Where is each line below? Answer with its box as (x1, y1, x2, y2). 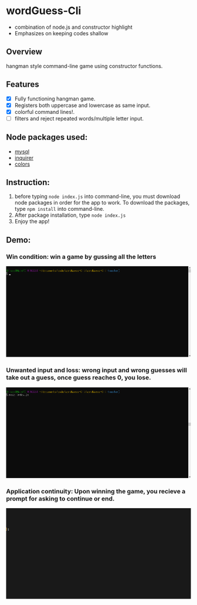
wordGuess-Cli (6, 4, 81, 18)
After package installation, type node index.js (14, 211, 126, 219)
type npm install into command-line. (14, 206, 104, 213)
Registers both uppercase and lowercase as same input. (14, 102, 151, 109)
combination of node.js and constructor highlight (14, 23, 133, 31)
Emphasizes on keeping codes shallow (14, 29, 108, 36)
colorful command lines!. (14, 108, 75, 115)
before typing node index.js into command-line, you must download (14, 193, 181, 200)
